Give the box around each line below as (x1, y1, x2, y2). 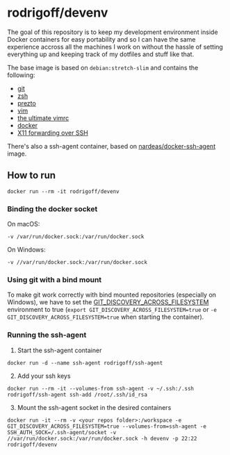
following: (7, 71, 35, 79)
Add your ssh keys (17, 372, 71, 380)
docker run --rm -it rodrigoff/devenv (7, 188, 120, 195)
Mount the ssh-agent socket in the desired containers (17, 403, 172, 411)
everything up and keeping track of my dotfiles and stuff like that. (7, 50, 195, 58)
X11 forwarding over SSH (17, 129, 88, 137)
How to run (7, 169, 56, 181)
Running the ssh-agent (7, 330, 87, 340)
